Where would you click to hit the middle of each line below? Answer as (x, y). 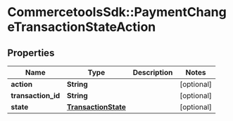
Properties (31, 53)
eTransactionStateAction (82, 27)
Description (153, 72)
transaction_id (36, 95)
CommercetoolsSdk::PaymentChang (117, 12)
